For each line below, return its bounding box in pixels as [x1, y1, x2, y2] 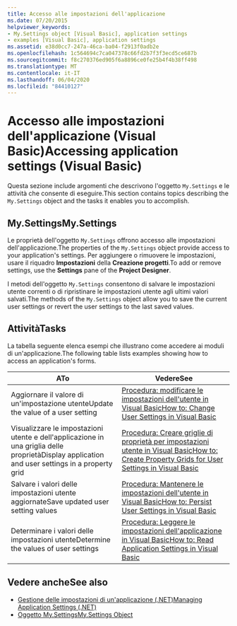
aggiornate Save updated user [11, 497, 109, 506]
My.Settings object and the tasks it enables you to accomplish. [7, 197, 190, 205]
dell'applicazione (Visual [7, 128, 157, 144]
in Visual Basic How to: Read [121, 535, 214, 545]
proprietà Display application [11, 450, 104, 460]
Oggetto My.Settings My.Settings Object [17, 610, 133, 619]
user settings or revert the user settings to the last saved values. [7, 302, 195, 311]
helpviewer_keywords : [7, 23, 71, 30]
